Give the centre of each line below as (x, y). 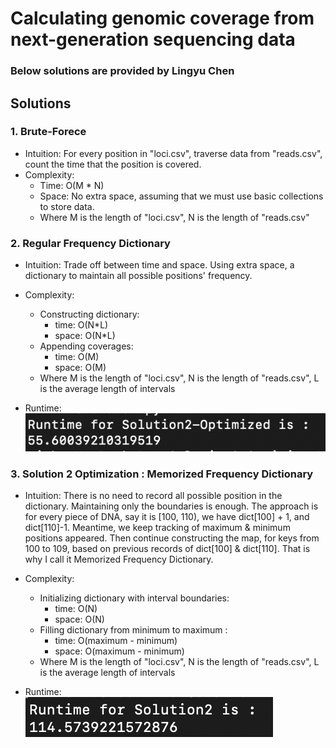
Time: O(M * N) (72, 185)
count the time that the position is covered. (113, 164)
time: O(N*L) (81, 325)
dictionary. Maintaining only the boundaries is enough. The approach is (171, 506)
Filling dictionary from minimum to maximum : (133, 630)
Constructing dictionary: (89, 314)
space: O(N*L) (85, 336)
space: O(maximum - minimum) (119, 651)
